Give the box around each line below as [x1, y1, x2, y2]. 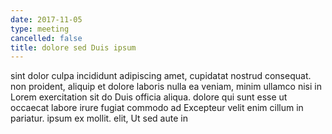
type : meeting [10, 24, 70, 34]
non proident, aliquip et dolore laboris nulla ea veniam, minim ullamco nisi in [10, 81, 322, 93]
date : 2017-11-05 [10, 14, 83, 25]
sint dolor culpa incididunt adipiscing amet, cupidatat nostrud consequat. [10, 70, 312, 82]
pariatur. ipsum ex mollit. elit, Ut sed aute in [10, 112, 188, 125]
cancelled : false [10, 33, 83, 43]
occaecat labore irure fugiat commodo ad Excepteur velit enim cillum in [10, 102, 304, 114]
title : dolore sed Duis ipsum [10, 42, 137, 53]
